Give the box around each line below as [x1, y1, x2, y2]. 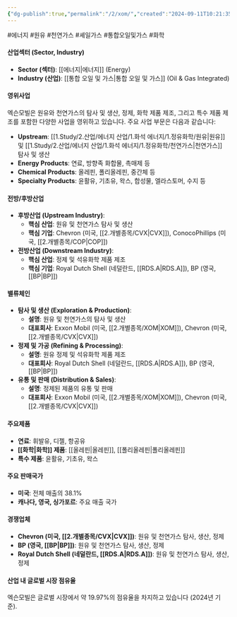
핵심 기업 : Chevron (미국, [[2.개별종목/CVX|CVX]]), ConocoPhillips [28, 229, 217, 237]
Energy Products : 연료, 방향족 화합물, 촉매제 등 [17, 159, 150, 168]
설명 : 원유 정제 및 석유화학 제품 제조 [28, 351, 126, 359]
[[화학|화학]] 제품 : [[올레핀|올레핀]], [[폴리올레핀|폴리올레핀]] [17, 445, 186, 454]
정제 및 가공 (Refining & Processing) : [17, 341, 123, 350]
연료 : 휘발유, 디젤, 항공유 [17, 436, 86, 445]
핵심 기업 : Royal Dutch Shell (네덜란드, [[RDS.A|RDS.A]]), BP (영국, [28, 264, 217, 273]
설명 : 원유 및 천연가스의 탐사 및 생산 [28, 315, 126, 324]
